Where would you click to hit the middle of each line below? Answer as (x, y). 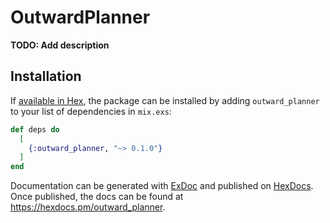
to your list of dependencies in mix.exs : (91, 111)
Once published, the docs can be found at (97, 197)
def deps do (35, 129)
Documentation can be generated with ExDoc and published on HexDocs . (162, 186)
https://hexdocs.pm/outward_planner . (88, 207)
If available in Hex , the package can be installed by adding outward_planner (165, 100)
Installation (46, 76)
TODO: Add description (60, 45)
